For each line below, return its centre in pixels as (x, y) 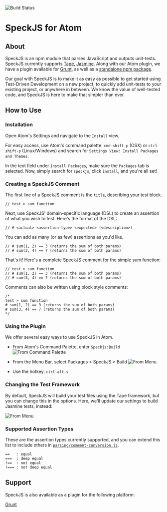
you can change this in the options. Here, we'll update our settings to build (82, 401)
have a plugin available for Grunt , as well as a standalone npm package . (79, 69)
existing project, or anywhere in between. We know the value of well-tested (83, 89)
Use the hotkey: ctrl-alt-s (40, 372)
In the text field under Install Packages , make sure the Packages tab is (77, 166)
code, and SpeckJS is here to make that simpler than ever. (65, 95)
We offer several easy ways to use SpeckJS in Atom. (59, 337)
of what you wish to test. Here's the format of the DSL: (61, 218)
